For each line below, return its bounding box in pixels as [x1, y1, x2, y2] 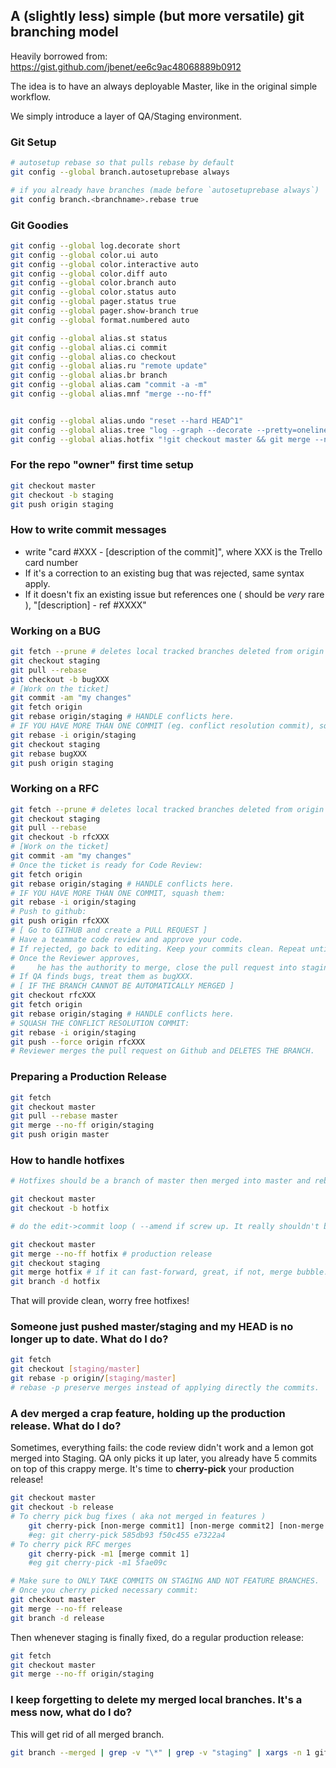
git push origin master [10, 1130, 110, 1140]
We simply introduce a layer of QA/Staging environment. [10, 110, 242, 122]
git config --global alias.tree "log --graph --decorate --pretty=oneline [10, 425, 329, 435]
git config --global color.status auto [10, 287, 177, 298]
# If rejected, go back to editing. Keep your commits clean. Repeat [10, 944, 307, 954]
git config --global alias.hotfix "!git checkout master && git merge [10, 434, 311, 444]
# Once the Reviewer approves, [10, 953, 141, 963]
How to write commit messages [10, 523, 167, 537]
